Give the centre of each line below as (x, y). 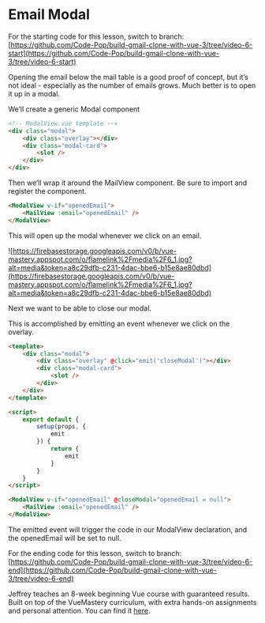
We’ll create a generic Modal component (74, 109)
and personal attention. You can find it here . (80, 610)
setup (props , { (62, 427)
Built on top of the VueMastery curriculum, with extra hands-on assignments (132, 602)
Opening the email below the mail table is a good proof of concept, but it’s (128, 77)
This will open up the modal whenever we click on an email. (105, 236)
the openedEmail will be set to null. (65, 538)
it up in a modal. (34, 93)
